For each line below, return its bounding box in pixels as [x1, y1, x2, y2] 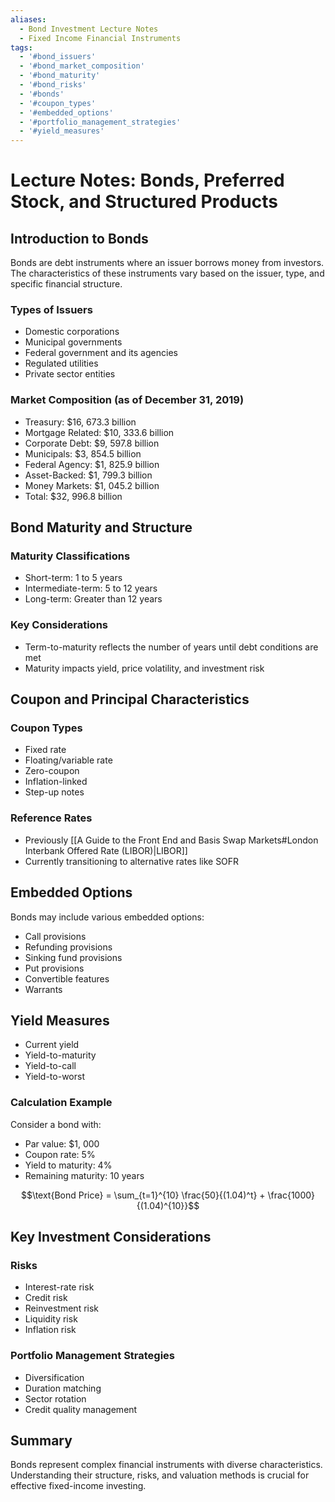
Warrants [24, 983, 63, 995]
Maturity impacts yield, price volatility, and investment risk [24, 662, 265, 674]
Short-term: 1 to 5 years [24, 572, 123, 584]
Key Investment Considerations [10, 1229, 212, 1245]
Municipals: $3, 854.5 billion [24, 447, 142, 460]
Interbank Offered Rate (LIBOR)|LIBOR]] [24, 844, 188, 856]
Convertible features [24, 972, 110, 985]
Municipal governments [24, 336, 123, 348]
